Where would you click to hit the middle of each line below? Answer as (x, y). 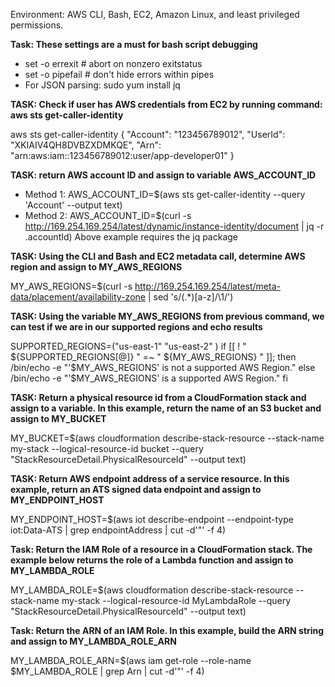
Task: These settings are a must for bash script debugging (134, 44)
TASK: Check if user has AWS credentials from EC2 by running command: (166, 104)
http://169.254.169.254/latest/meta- (207, 286)
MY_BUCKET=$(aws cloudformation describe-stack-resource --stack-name (167, 438)
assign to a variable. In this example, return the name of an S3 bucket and (166, 408)
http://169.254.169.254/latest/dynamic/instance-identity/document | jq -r (174, 226)
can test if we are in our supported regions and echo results (136, 327)
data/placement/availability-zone (78, 297)
